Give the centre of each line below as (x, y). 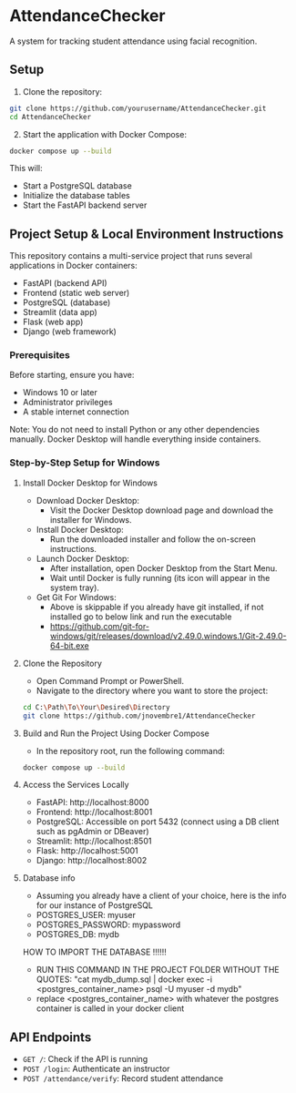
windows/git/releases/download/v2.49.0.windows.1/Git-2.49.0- (168, 636)
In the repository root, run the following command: (131, 751)
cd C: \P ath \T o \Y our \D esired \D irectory (96, 707)
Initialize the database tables (76, 196)
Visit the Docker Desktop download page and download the (162, 510)
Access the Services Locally (76, 785)
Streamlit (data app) (60, 312)
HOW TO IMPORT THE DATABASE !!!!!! (94, 952)
